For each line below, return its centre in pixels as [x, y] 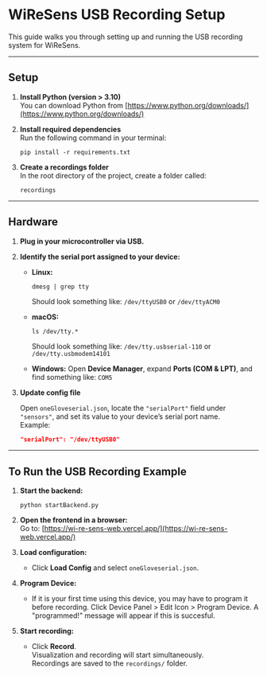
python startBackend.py [59, 506]
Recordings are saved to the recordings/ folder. [110, 663]
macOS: [45, 317]
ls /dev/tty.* [55, 331]
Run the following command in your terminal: [93, 138]
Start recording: [46, 631]
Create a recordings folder [64, 167]
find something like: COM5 [72, 377]
